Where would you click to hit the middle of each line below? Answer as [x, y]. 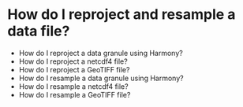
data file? [39, 31]
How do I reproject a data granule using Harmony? [101, 53]
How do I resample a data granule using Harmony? [101, 78]
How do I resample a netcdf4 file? [73, 86]
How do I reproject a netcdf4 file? [73, 61]
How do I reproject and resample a [121, 15]
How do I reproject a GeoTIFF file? [74, 69]
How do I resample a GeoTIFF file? [75, 94]
